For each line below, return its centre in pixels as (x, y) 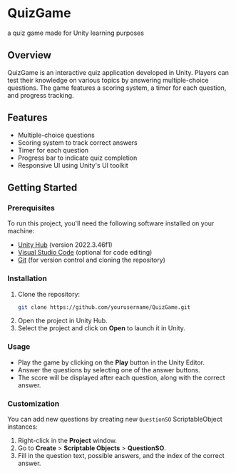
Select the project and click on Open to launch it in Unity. (101, 328)
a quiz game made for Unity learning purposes (76, 33)
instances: (22, 427)
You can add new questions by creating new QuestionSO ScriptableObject (115, 419)
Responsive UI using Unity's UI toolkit (73, 165)
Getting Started (42, 187)
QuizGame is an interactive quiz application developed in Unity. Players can (118, 72)
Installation (27, 278)
